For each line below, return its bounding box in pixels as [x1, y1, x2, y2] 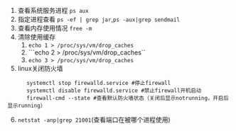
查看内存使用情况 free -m [17, 24, 92, 32]
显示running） [7, 102, 46, 109]
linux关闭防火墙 [17, 64, 63, 72]
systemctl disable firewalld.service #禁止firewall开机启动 [26, 87, 202, 94]
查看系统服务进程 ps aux [17, 6, 89, 14]
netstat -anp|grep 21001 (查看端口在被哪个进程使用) [17, 115, 171, 124]
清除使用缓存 [17, 33, 55, 41]
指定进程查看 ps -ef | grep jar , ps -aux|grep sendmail [17, 15, 180, 23]
